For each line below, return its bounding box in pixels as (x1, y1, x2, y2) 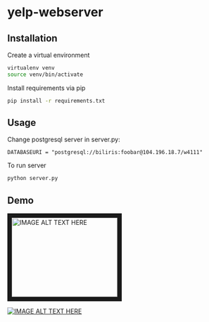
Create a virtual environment (7, 51, 90, 59)
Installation (7, 32, 58, 44)
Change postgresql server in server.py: (7, 135, 121, 144)
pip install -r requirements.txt (7, 97, 106, 104)
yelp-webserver (7, 4, 103, 20)
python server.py (7, 175, 58, 182)
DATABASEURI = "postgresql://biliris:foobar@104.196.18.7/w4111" (7, 149, 203, 156)
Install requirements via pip (7, 84, 86, 92)
